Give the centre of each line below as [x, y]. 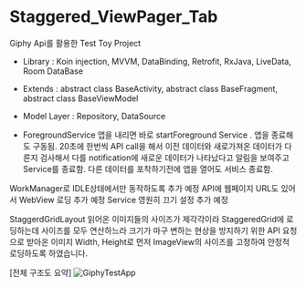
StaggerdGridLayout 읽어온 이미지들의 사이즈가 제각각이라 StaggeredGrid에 [147, 219]
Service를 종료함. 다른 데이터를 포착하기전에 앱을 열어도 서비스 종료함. [148, 169]
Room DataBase [53, 71]
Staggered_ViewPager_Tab [114, 17]
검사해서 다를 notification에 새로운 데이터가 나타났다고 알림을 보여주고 [164, 158]
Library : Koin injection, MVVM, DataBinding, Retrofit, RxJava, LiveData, [157, 61]
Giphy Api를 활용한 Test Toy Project [75, 43]
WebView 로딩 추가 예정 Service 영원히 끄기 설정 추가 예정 [123, 200]
